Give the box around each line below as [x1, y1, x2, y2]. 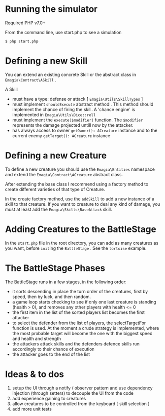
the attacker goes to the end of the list [12, 351, 90, 357]
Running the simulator [5, 3, 98, 15]
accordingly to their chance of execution [12, 346, 95, 352]
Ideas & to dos [5, 369, 64, 379]
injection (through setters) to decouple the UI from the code [12, 390, 134, 396]
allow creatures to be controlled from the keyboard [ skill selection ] [12, 401, 150, 407]
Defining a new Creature [5, 150, 107, 161]
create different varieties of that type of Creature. [5, 186, 105, 192]
